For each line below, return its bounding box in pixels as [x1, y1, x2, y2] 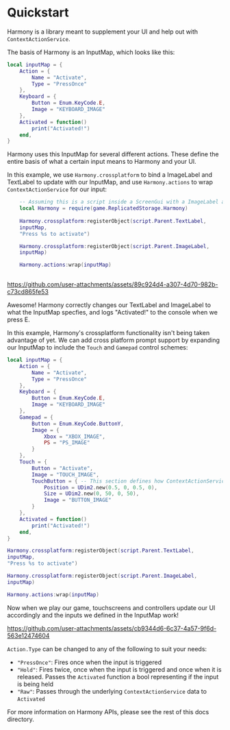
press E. [7, 315, 30, 324]
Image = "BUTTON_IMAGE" [43, 497, 112, 504]
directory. [7, 715, 34, 723]
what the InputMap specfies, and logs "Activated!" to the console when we [7, 308, 218, 317]
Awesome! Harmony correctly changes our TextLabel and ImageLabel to [7, 301, 211, 309]
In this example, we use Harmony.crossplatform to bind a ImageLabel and [7, 171, 213, 179]
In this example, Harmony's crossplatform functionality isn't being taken [7, 329, 210, 337]
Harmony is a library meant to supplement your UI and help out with [7, 27, 199, 36]
